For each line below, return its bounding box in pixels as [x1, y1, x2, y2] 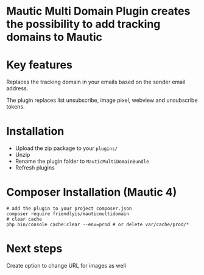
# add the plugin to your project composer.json [6, 205, 132, 212]
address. [6, 85, 29, 92]
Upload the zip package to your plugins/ [15, 145, 118, 152]
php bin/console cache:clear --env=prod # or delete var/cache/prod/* [6, 221, 189, 227]
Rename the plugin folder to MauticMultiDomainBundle [15, 157, 149, 165]
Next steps [6, 242, 63, 255]
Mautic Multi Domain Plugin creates [6, 4, 191, 18]
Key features [6, 58, 73, 72]
